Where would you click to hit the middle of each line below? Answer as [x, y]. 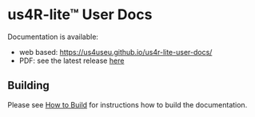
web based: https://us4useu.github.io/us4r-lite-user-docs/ [116, 52]
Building [28, 86]
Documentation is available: [53, 37]
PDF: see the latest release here [72, 60]
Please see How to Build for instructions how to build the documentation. [127, 104]
